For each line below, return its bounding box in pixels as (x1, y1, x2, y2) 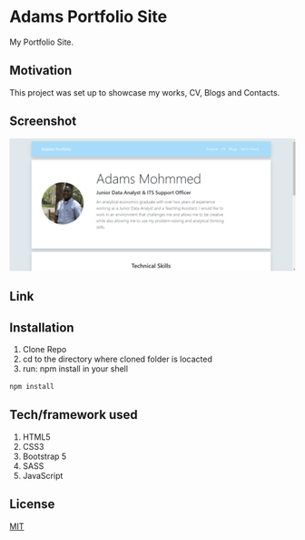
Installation (9, 320, 74, 335)
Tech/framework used (9, 407, 138, 423)
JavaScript (22, 470, 64, 481)
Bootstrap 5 (22, 451, 67, 462)
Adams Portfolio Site (9, 6, 168, 27)
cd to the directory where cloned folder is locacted (22, 353, 213, 365)
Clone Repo (22, 344, 67, 355)
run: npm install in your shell (22, 363, 129, 374)
